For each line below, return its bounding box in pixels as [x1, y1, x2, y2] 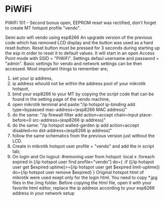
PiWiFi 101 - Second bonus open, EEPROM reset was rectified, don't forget [5, 20, 157, 26]
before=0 [12, 117, 32, 123]
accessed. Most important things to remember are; [5, 65, 108, 72]
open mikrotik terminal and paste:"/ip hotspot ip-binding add [12, 101, 135, 107]
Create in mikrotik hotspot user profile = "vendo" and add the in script [12, 143, 154, 149]
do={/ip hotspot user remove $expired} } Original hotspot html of [12, 169, 144, 175]
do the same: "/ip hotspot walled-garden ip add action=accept [12, 122, 139, 128]
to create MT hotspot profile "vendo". [5, 25, 81, 30]
